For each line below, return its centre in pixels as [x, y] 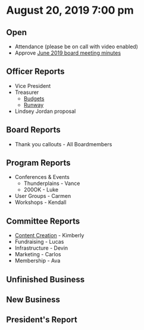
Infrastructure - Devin [41, 248]
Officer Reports [35, 72]
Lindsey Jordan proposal [45, 111]
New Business [33, 300]
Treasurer [27, 92]
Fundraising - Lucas [39, 242]
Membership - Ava [37, 261]
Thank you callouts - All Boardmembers [63, 144]
